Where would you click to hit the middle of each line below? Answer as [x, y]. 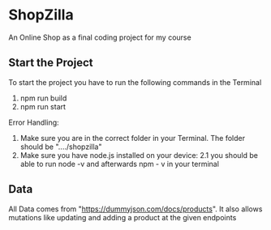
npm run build [43, 98]
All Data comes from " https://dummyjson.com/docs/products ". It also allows [135, 209]
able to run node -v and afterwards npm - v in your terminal [119, 164]
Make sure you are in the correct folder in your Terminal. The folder [133, 138]
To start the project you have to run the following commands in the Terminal [135, 82]
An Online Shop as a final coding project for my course [100, 37]
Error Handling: [34, 122]
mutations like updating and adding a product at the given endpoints [123, 217]
